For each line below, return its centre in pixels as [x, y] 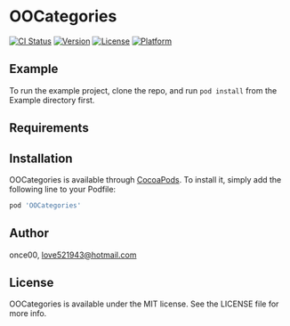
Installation [41, 158]
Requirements [49, 128]
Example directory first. [52, 100]
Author [29, 233]
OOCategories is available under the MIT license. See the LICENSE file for [144, 304]
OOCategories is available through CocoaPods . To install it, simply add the [145, 179]
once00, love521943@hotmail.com [73, 255]
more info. [28, 314]
